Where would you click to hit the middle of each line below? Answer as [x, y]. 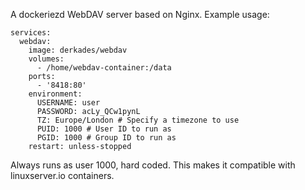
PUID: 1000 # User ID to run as [104, 129]
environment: [55, 94]
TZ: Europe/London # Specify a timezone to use [138, 120]
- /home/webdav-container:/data [104, 68]
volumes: [46, 59]
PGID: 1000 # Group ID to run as [106, 138]
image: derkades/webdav [78, 50]
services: [31, 33]
